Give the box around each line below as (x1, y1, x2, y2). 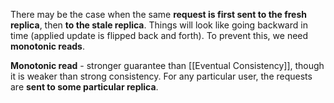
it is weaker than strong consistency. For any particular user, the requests (10, 70, 313, 82)
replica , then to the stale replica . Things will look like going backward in (10, 19, 308, 31)
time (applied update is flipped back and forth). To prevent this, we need (10, 30, 309, 41)
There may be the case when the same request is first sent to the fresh (10, 9, 308, 20)
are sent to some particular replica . (10, 81, 159, 93)
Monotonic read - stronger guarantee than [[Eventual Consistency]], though (10, 60, 325, 71)
